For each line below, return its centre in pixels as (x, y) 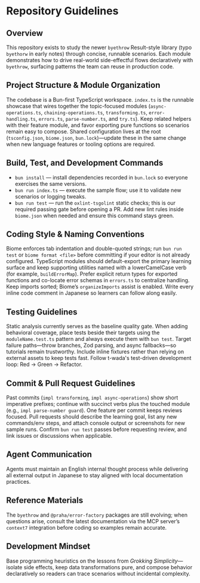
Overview (25, 33)
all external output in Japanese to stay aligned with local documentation (95, 475)
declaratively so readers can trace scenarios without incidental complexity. (99, 573)
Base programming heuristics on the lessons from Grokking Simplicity (92, 561)
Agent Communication (49, 455)
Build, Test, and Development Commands (85, 163)
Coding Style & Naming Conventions (75, 234)
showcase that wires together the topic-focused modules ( (79, 106)
